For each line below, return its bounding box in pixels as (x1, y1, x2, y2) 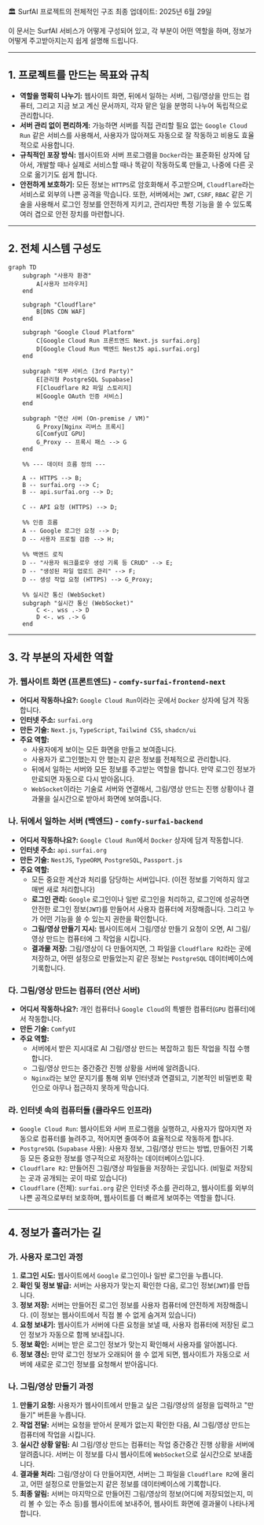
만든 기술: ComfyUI (19, 1024, 76, 1033)
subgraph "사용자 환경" (22, 271, 92, 280)
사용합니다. (40, 140, 75, 150)
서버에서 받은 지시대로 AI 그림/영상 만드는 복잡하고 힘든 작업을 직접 (31, 1043, 236, 1053)
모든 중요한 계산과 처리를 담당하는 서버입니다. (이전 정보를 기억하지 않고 (31, 874, 250, 884)
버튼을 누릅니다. (38, 1410, 86, 1420)
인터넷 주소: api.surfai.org (19, 845, 108, 854)
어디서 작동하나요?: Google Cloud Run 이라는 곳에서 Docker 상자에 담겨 (19, 696, 236, 705)
